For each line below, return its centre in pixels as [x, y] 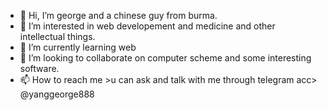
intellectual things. [57, 36]
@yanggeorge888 [57, 94]
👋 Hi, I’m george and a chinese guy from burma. [118, 15]
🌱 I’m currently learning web [78, 47]
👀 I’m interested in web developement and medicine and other [147, 26]
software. [39, 68]
